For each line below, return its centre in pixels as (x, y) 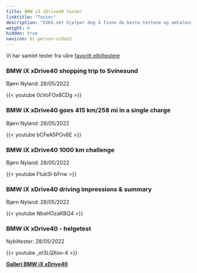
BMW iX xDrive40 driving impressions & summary (79, 189)
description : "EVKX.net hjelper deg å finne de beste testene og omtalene (99, 22)
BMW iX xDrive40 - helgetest (49, 229)
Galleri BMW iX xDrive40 (37, 264)
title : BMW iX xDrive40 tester (44, 11)
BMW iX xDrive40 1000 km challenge (60, 149)
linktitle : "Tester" (31, 17)
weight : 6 (18, 28)
